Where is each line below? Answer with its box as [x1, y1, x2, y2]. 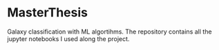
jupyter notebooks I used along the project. [7, 34, 130, 42]
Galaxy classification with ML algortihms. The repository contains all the [7, 27, 212, 36]
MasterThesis [7, 5, 88, 21]
